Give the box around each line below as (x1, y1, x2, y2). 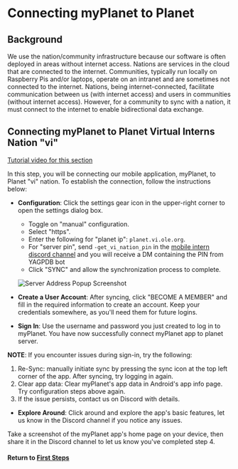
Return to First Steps (7, 453, 70, 462)
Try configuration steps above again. (17, 386, 126, 396)
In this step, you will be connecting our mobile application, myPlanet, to (7, 169, 216, 178)
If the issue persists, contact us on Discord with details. (17, 394, 180, 403)
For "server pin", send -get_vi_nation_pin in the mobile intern (28, 242, 210, 251)
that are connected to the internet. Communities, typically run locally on (7, 68, 217, 75)
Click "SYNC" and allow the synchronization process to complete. (28, 265, 222, 273)
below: (7, 184, 27, 193)
